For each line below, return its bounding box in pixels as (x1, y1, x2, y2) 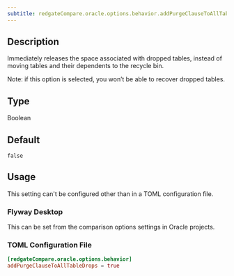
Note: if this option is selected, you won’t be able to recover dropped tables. (7, 75, 225, 83)
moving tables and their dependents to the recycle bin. (7, 62, 164, 70)
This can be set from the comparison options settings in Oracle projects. (7, 223, 215, 232)
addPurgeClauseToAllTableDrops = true (7, 262, 120, 270)
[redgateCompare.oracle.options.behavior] (7, 256, 132, 263)
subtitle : (7, 10, 36, 17)
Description (7, 36, 59, 48)
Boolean (7, 114, 31, 122)
